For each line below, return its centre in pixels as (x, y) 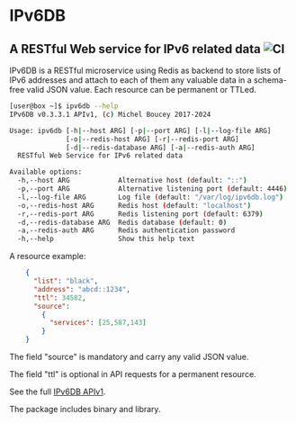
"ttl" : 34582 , (60, 298)
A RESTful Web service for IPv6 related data (135, 49)
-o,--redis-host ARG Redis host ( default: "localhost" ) (135, 205)
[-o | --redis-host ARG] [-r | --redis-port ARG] (153, 139)
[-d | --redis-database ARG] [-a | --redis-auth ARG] (161, 148)
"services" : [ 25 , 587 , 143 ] (98, 323)
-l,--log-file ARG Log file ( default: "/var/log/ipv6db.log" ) (150, 197)
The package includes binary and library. (85, 409)
